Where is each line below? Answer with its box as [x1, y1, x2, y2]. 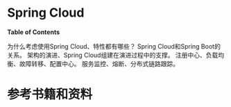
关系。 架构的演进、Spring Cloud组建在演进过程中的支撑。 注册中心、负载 [7, 51, 219, 59]
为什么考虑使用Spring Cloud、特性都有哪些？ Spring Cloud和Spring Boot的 [7, 42, 221, 50]
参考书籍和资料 [7, 87, 93, 102]
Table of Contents [7, 28, 60, 36]
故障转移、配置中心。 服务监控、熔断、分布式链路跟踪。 [19, 59, 179, 67]
